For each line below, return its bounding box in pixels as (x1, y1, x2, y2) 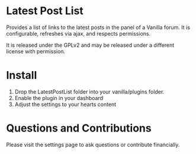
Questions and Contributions (6, 121, 152, 135)
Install (6, 69, 37, 82)
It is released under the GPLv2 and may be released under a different (6, 41, 175, 49)
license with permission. (6, 47, 66, 54)
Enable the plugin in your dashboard (14, 94, 104, 101)
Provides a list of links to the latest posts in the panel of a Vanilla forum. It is (6, 24, 191, 31)
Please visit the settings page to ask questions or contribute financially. (6, 141, 180, 148)
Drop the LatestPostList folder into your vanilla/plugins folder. (14, 88, 165, 95)
